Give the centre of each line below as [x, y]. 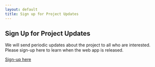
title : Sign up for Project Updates [42, 14]
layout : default [21, 9]
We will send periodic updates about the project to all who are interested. [78, 45]
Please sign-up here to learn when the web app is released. [64, 50]
